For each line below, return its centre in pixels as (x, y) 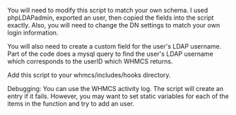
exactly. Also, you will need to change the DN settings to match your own (114, 25)
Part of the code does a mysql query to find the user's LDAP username (110, 54)
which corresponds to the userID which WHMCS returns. (90, 61)
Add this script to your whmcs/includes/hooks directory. (89, 75)
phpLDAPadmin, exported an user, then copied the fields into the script (111, 18)
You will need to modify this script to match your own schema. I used (108, 10)
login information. (33, 32)
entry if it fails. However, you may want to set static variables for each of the (118, 96)
